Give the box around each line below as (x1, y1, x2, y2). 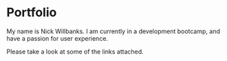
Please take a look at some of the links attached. (6, 47, 144, 56)
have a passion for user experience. (6, 34, 108, 42)
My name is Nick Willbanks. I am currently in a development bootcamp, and (6, 27, 221, 35)
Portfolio (6, 5, 57, 20)
